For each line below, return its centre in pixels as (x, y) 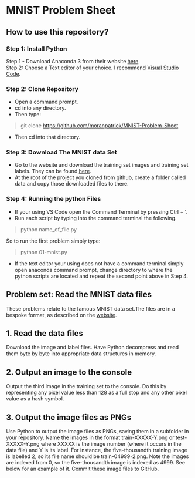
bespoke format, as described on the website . (61, 315)
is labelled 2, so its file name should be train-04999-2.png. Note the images (97, 456)
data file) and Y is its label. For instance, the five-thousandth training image (97, 450)
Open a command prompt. (46, 102)
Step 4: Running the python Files (54, 199)
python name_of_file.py (49, 229)
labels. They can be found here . (53, 171)
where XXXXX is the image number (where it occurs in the (111, 444)
